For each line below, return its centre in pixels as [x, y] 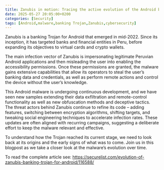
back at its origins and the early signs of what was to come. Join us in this [79, 143]
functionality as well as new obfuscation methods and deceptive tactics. [78, 102]
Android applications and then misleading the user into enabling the [73, 62]
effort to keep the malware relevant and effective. [55, 128]
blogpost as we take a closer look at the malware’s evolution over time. [76, 148]
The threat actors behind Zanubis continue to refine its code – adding [75, 107]
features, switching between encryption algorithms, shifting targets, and [78, 113]
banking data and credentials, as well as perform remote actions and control [82, 77]
